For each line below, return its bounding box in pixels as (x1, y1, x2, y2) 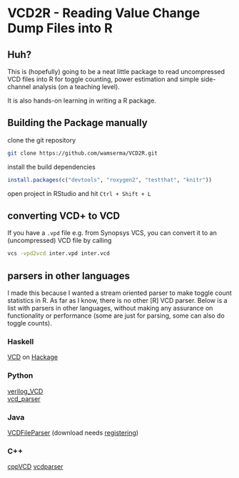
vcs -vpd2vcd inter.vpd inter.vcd (7, 250, 111, 257)
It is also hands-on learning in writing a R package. (7, 96, 157, 105)
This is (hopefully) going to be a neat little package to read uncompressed (7, 68, 225, 76)
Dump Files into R (7, 20, 113, 36)
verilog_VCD (7, 387, 44, 395)
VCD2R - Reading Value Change (7, 5, 200, 21)
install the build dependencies (7, 162, 96, 171)
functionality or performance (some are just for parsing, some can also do (7, 311, 225, 320)
